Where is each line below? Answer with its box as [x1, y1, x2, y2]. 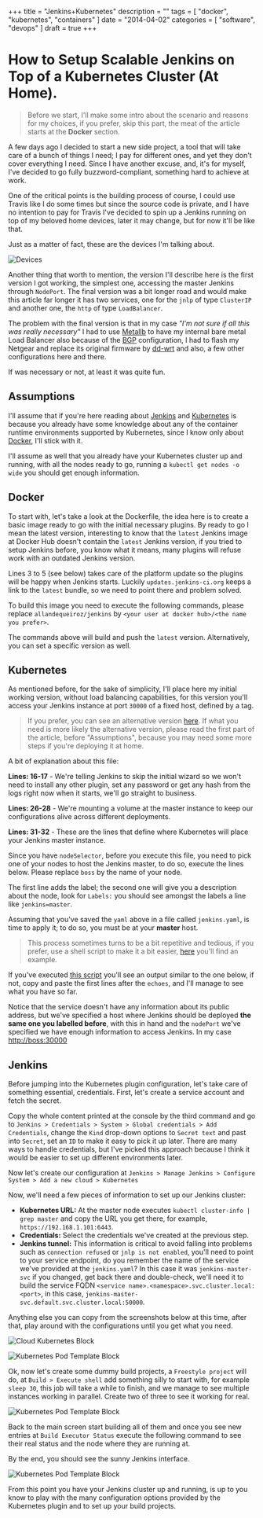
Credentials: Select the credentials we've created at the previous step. [19, 1230, 250, 1240]
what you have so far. [8, 987, 78, 997]
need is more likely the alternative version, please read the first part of [27, 725, 255, 734]
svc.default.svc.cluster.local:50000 [19, 1299, 144, 1307]
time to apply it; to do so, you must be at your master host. [8, 923, 199, 932]
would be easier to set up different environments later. [8, 1153, 183, 1163]
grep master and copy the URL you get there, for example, [19, 1214, 208, 1223]
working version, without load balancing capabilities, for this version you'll [8, 693, 248, 702]
